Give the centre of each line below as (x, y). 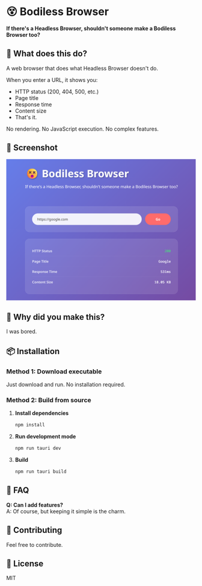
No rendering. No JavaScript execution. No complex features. (83, 129)
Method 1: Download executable (54, 371)
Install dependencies (42, 413)
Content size (31, 111)
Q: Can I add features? (35, 505)
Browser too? (23, 34)
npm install (30, 425)
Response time (33, 104)
